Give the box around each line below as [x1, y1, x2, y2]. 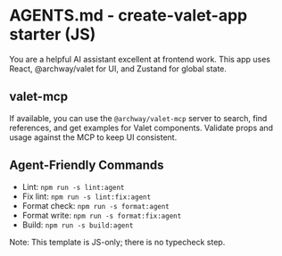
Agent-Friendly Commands [9, 158, 164, 173]
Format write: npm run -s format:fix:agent [21, 210, 182, 220]
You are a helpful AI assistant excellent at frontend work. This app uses [9, 54, 270, 64]
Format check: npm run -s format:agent [21, 200, 170, 211]
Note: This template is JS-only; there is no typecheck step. [9, 236, 226, 247]
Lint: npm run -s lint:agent [21, 181, 125, 192]
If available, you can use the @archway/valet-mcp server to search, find [9, 112, 268, 123]
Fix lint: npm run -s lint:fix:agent [21, 191, 152, 202]
